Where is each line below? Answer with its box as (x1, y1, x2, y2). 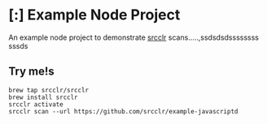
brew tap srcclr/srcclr (8, 86, 90, 94)
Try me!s (8, 65, 55, 79)
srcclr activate (8, 100, 63, 109)
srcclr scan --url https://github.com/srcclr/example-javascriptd (8, 107, 239, 115)
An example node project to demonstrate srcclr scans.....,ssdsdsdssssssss (8, 32, 259, 42)
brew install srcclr (8, 93, 79, 101)
